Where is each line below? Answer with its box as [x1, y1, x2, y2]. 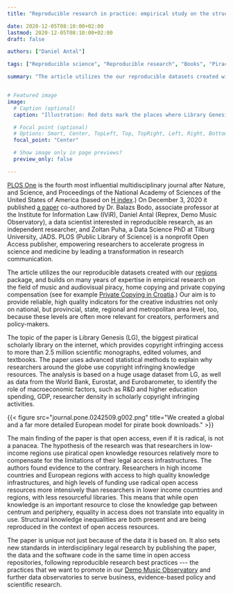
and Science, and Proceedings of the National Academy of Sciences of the [7, 188, 221, 197]
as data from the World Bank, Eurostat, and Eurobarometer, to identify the [7, 377, 217, 386]
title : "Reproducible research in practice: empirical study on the [7, 10, 209, 17]
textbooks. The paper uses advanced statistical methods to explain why [7, 355, 213, 363]
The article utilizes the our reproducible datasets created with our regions [7, 268, 217, 277]
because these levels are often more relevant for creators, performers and [7, 312, 220, 320]
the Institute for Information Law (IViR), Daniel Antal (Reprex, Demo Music [7, 210, 217, 219]
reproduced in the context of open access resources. [7, 522, 159, 531]
